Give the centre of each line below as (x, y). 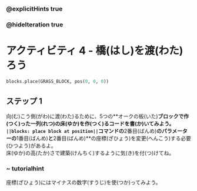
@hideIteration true (35, 24)
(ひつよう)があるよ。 (31, 146)
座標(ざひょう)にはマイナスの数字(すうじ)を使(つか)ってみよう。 (84, 182)
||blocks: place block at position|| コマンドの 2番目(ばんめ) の (84, 131)
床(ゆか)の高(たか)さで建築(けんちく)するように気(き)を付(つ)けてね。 (90, 153)
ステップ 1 (24, 101)
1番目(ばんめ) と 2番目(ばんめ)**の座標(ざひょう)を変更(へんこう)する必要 (104, 138)
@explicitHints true (34, 9)
